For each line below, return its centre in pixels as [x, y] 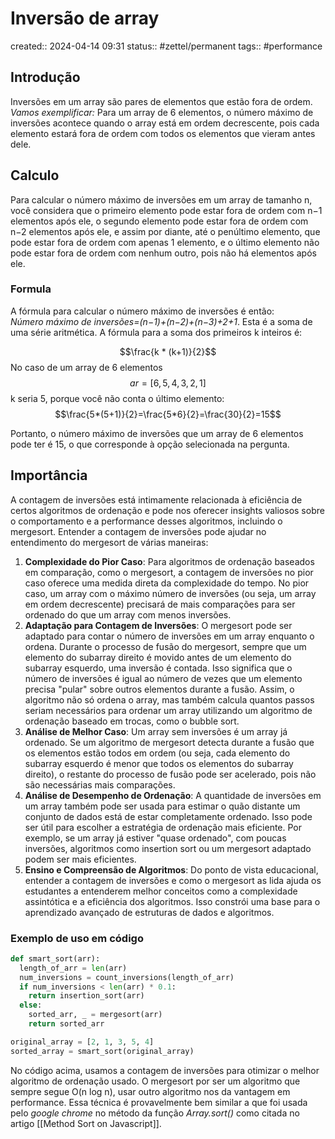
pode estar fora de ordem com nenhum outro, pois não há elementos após [163, 253]
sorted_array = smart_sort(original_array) [102, 1051]
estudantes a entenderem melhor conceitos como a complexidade [161, 891]
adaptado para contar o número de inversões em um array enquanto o [169, 636]
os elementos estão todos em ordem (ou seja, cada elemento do [157, 753]
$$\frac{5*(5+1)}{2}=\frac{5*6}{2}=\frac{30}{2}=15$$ [168, 414]
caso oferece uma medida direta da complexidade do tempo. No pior [167, 583]
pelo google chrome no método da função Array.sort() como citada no [155, 1113]
